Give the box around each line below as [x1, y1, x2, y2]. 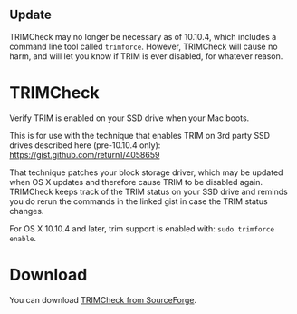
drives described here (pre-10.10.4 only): [9, 140, 161, 151]
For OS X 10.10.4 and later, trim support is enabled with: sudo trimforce [9, 222, 274, 234]
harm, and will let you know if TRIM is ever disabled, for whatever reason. [9, 50, 283, 62]
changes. [9, 205, 44, 216]
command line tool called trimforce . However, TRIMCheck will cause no [9, 41, 278, 52]
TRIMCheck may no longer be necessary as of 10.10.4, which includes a [9, 31, 277, 42]
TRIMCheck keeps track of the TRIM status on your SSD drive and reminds [9, 186, 288, 197]
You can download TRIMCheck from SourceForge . [9, 294, 197, 305]
